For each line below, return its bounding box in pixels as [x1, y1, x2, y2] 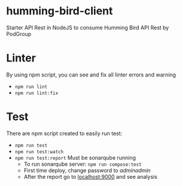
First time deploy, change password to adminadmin [23, 166, 151, 174]
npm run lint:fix [14, 90, 59, 96]
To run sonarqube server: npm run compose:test [23, 160, 142, 167]
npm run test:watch [14, 148, 64, 155]
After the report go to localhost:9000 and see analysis [23, 173, 157, 180]
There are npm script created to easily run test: [6, 130, 123, 137]
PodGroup [6, 30, 32, 37]
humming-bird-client [6, 4, 113, 18]
